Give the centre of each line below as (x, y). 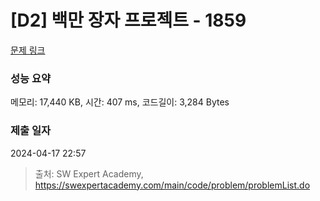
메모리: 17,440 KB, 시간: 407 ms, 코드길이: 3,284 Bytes (120, 102)
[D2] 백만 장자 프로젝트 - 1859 (128, 20)
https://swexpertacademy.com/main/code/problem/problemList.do (172, 185)
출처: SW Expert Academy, (89, 173)
